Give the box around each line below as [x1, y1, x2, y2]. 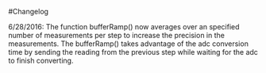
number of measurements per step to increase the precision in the [8, 31, 225, 40]
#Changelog [8, 7, 49, 16]
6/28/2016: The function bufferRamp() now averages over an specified [8, 22, 240, 31]
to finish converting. [8, 56, 74, 65]
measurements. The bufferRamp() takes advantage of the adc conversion [8, 39, 249, 48]
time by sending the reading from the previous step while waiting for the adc [8, 48, 258, 56]
